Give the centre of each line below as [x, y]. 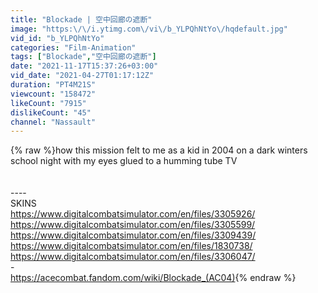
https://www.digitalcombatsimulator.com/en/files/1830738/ [131, 246]
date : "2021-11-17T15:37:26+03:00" [84, 66]
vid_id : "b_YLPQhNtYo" [57, 38]
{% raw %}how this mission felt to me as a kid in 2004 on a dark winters [159, 150]
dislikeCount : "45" [51, 112]
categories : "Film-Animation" [73, 47]
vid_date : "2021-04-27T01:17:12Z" [82, 76]
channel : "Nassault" [53, 122]
